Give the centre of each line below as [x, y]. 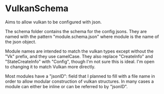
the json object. [21, 41]
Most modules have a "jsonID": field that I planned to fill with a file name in [80, 76]
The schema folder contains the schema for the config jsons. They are [76, 31]
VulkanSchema [37, 9]
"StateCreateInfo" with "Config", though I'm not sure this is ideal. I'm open [80, 61]
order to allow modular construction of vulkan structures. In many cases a [80, 81]
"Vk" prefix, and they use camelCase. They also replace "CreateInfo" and [79, 56]
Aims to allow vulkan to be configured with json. [53, 22]
